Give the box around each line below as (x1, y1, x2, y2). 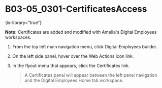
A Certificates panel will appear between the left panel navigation (24, 72, 158, 78)
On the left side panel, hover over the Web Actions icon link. (12, 53, 134, 59)
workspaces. (5, 34, 32, 40)
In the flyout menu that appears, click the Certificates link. (12, 63, 130, 68)
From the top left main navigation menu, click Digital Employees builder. (12, 44, 158, 49)
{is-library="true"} (5, 20, 42, 25)
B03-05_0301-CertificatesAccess (5, 3, 147, 15)
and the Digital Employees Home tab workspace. (24, 77, 124, 83)
